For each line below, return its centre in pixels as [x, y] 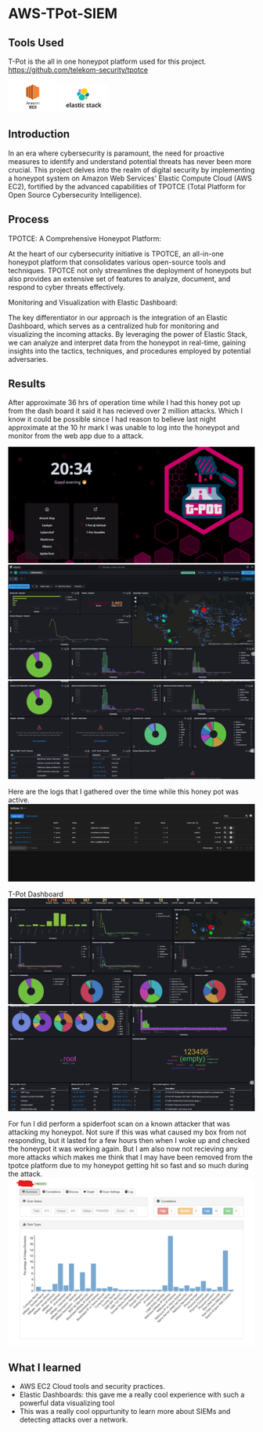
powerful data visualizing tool [67, 1403]
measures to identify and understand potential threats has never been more [130, 161]
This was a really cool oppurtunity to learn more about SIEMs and [125, 1412]
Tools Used [36, 43]
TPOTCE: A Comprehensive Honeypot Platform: [85, 238]
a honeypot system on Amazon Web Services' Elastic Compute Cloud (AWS [130, 178]
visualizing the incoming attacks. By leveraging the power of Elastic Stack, [128, 334]
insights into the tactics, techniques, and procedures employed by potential [130, 351]
